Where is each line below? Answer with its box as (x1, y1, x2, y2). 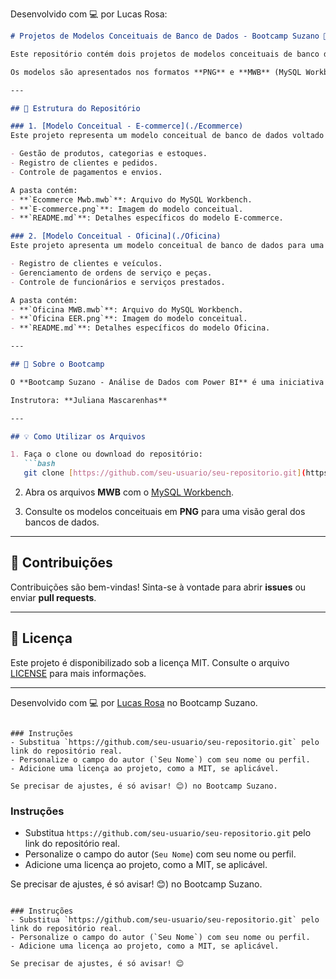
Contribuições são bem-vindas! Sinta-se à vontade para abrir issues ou (10, 581, 307, 593)
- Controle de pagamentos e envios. (10, 167, 163, 177)
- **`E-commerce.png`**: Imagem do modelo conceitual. (10, 204, 244, 214)
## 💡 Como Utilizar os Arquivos (10, 431, 146, 442)
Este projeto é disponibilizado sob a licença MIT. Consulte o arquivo (10, 656, 290, 668)
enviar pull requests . (10, 591, 97, 603)
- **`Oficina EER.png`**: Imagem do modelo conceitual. (10, 314, 248, 324)
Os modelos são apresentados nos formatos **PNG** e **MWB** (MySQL (10, 67, 302, 77)
